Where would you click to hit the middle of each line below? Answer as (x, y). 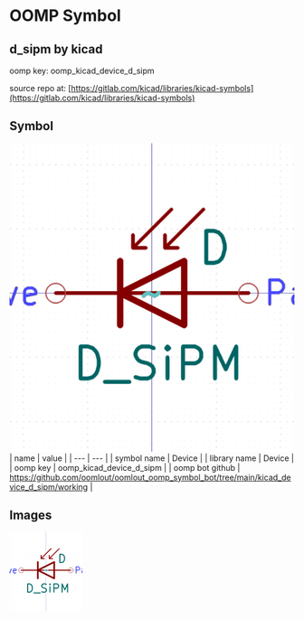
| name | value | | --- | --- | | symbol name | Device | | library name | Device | (152, 458)
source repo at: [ (40, 88)
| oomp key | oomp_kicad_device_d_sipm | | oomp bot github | (125, 467)
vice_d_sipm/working (49, 487)
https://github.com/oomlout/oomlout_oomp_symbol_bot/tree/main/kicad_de (150, 477)
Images (31, 516)
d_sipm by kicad (56, 49)
